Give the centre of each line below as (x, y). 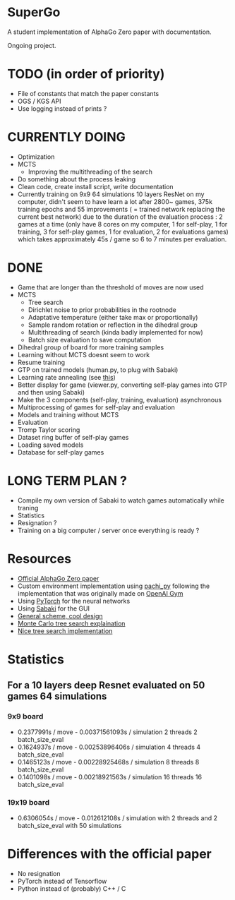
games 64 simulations (57, 696)
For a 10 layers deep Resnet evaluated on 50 (106, 685)
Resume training (41, 362)
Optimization (36, 157)
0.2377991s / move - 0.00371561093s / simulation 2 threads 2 (107, 732)
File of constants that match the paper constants (88, 93)
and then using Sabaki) (51, 392)
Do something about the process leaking (77, 179)
